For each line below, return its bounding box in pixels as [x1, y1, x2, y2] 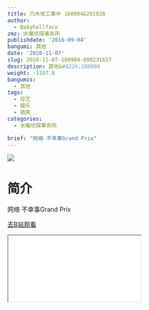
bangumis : [7, 76, 37, 83]
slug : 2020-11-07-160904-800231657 [7, 56, 112, 64]
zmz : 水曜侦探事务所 [7, 30, 61, 37]
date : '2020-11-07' [7, 50, 65, 57]
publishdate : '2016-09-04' [7, 37, 87, 44]
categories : [7, 115, 42, 122]
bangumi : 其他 [7, 43, 47, 50]
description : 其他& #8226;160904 [7, 63, 100, 70]
